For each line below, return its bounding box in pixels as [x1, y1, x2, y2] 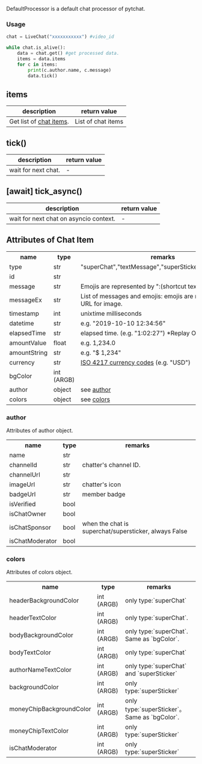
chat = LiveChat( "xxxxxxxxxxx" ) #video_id [6, 34, 114, 40]
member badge [82, 490, 126, 498]
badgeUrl [9, 490, 36, 498]
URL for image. [80, 299, 123, 308]
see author [80, 385, 111, 393]
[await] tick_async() [6, 186, 83, 196]
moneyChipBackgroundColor [9, 705, 91, 713]
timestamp [9, 309, 40, 318]
